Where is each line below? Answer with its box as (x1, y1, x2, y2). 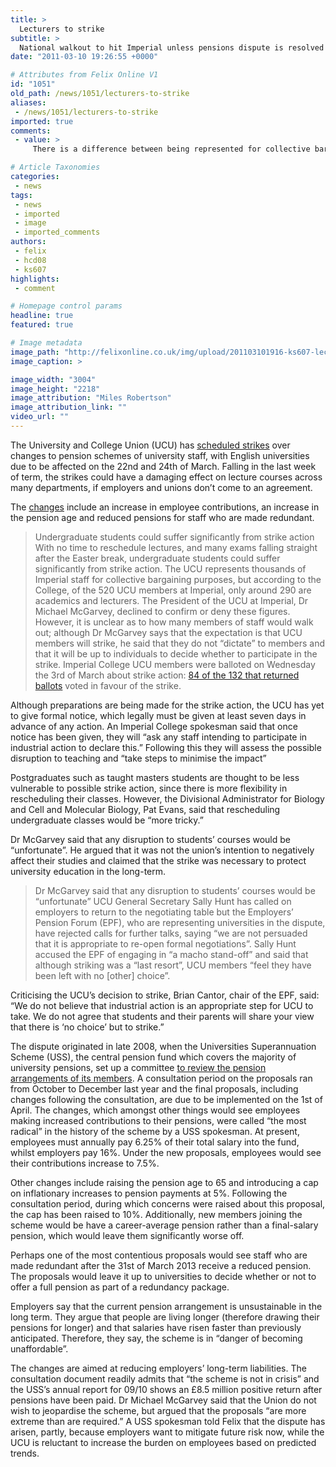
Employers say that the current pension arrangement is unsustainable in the (10, 1300, 323, 1312)
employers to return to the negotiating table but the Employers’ (34, 906, 294, 918)
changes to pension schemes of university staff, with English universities (10, 449, 310, 461)
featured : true (10, 320, 74, 330)
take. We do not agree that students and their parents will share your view (10, 1010, 315, 1022)
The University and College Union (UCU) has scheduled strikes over (10, 439, 291, 451)
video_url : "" (10, 412, 70, 422)
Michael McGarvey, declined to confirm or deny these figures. (34, 605, 291, 617)
